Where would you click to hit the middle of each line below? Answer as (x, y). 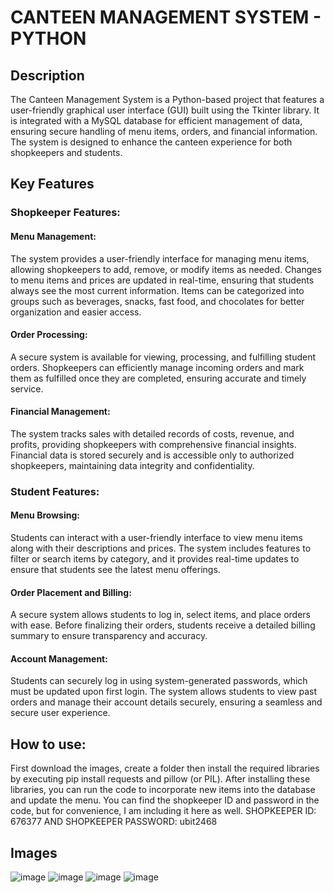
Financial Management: (60, 412)
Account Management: (59, 658)
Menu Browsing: (45, 515)
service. (27, 388)
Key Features (52, 184)
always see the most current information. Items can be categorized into (157, 290)
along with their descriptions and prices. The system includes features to (161, 548)
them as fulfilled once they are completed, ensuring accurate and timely (158, 378)
